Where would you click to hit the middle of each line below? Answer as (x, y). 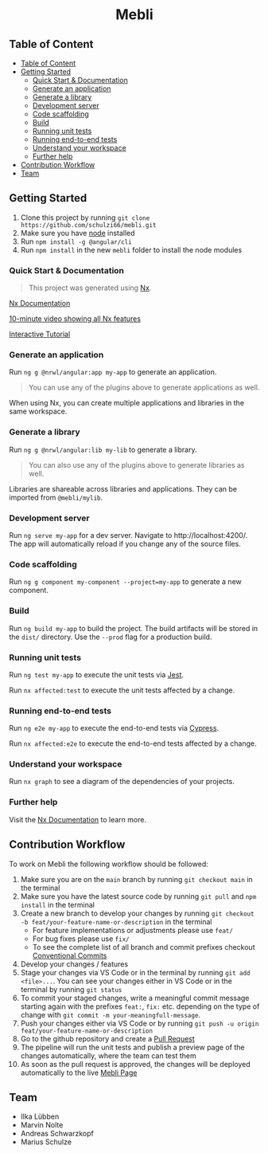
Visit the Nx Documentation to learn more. (78, 819)
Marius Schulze (46, 1142)
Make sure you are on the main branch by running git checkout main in (136, 879)
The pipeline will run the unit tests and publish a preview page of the (132, 1047)
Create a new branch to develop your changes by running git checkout (137, 913)
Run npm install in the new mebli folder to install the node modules (131, 249)
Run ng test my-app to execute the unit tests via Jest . (97, 674)
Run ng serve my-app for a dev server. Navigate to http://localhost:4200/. (128, 535)
